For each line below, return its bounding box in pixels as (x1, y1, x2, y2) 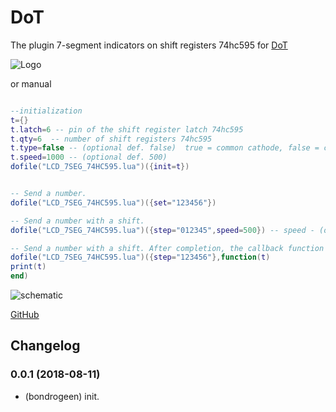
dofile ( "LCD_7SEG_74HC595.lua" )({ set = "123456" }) (10, 197, 217, 208)
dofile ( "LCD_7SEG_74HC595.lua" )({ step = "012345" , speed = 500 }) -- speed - (10, 225, 315, 235)
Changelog (10, 337, 81, 355)
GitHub (10, 309, 40, 321)
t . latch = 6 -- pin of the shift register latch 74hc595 (10, 124, 244, 135)
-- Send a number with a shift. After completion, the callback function (10, 243, 325, 253)
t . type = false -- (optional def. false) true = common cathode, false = (10, 143, 320, 153)
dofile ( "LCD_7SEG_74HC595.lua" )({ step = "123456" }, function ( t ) (10, 252, 271, 263)
